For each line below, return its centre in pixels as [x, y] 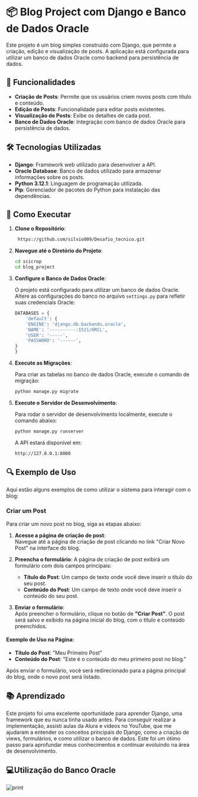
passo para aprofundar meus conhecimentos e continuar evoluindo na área [98, 744]
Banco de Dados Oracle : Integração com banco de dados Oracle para [100, 122]
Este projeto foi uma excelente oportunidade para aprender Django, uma [94, 713]
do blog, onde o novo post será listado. [54, 677]
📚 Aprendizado [35, 696]
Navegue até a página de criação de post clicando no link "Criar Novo [100, 541]
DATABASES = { [32, 313]
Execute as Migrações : [43, 363]
